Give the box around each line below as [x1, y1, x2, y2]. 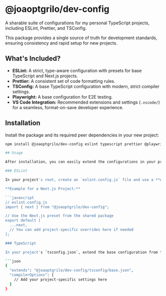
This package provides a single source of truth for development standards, [5, 35, 158, 41]
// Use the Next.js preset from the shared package [5, 213, 114, 219]
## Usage [5, 150, 23, 156]
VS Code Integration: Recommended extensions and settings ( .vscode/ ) [12, 99, 160, 105]
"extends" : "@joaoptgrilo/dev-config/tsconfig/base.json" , [9, 268, 134, 273]
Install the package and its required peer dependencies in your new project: [5, 132, 159, 138]
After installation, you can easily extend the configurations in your [5, 160, 156, 165]
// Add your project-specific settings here [14, 277, 107, 282]
